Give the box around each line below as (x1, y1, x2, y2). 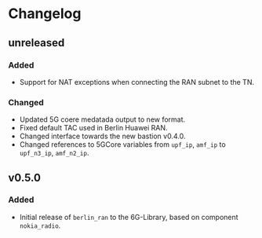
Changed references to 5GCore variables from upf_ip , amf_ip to (19, 140, 226, 149)
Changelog (8, 5, 82, 23)
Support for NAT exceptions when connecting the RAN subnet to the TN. (19, 77, 255, 86)
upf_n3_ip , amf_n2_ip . (19, 148, 89, 158)
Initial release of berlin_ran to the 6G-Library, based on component (19, 212, 238, 222)
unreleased (8, 36, 65, 49)
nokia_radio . (19, 221, 61, 230)
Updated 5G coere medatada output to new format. (19, 115, 186, 124)
